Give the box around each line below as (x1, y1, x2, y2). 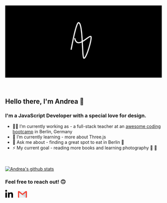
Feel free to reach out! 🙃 (5, 178, 66, 185)
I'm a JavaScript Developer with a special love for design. (5, 112, 147, 119)
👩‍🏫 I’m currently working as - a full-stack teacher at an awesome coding (12, 123, 161, 129)
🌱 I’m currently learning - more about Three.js (12, 134, 106, 140)
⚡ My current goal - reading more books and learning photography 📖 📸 (12, 145, 158, 151)
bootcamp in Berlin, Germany (12, 129, 73, 134)
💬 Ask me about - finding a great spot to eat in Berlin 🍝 (12, 139, 124, 145)
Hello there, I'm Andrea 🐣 (5, 97, 84, 105)
